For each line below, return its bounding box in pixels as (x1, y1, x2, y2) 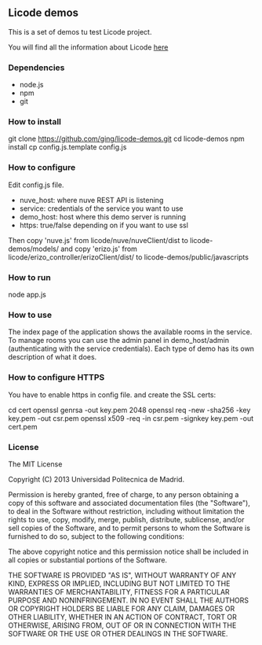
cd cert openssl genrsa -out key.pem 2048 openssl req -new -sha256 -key (8, 405, 251, 415)
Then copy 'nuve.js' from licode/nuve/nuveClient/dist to (8, 235, 188, 245)
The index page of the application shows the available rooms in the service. (8, 327, 253, 337)
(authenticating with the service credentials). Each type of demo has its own (8, 344, 255, 353)
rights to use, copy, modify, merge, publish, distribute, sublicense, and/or (8, 514, 245, 524)
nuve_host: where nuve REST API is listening (19, 195, 164, 205)
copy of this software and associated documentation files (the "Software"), (8, 498, 251, 507)
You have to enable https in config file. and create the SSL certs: (8, 389, 217, 400)
